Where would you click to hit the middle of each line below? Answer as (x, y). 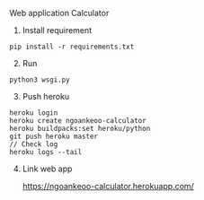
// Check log (34, 144)
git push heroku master (54, 136)
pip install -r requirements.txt (72, 47)
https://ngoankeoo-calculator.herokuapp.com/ (108, 186)
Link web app (47, 169)
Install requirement (57, 30)
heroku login (34, 113)
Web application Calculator (59, 13)
